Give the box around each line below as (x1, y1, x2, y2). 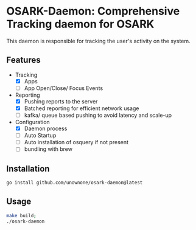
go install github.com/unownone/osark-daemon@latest (6, 179, 143, 186)
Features (6, 55, 41, 65)
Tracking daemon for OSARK (6, 17, 155, 31)
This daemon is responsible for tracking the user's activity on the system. (6, 37, 191, 44)
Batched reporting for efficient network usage (24, 105, 139, 112)
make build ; (6, 212, 37, 218)
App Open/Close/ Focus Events (24, 84, 103, 92)
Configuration (15, 119, 50, 126)
